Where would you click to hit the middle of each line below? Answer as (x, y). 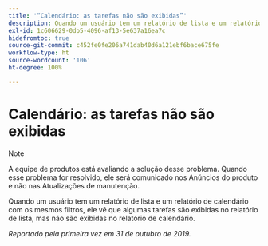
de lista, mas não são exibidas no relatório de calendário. (102, 218)
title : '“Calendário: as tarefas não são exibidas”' (98, 16)
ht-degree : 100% (35, 68)
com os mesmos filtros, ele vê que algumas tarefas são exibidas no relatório (133, 209)
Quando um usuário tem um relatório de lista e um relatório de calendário (128, 201)
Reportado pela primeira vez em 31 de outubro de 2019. (100, 233)
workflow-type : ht (39, 53)
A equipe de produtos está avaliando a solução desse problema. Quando (128, 169)
